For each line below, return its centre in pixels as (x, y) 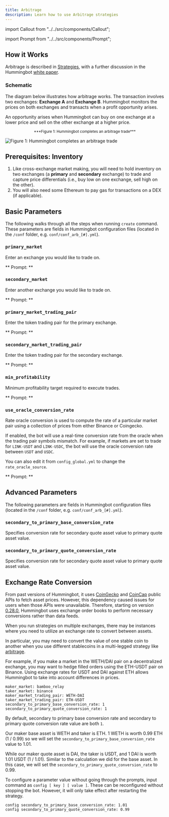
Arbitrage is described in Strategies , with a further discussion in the (75, 67)
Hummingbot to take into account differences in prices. (63, 678)
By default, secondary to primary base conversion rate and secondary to (81, 718)
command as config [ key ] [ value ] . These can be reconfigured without (84, 785)
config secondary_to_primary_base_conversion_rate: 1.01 (66, 805)
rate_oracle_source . (26, 467)
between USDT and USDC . (30, 452)
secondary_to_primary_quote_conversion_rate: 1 (56, 709)
